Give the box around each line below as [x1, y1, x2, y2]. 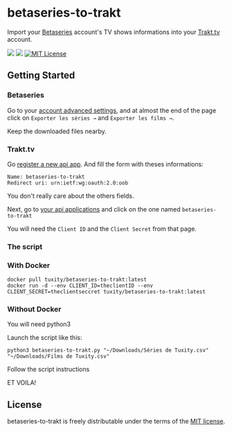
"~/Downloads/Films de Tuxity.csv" [7, 353, 110, 360]
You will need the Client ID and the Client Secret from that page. [7, 224, 197, 233]
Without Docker [7, 304, 62, 314]
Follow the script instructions [7, 365, 90, 374]
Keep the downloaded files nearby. [7, 127, 107, 135]
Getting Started [7, 69, 75, 81]
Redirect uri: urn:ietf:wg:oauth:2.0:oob [7, 179, 129, 187]
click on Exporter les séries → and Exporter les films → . [7, 113, 175, 122]
